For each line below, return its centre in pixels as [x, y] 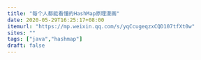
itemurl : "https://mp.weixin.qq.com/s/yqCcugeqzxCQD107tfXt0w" [101, 26]
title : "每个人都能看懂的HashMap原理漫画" [64, 13]
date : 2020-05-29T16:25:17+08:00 [56, 20]
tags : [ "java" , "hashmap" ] [45, 39]
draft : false [26, 46]
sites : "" [22, 33]
